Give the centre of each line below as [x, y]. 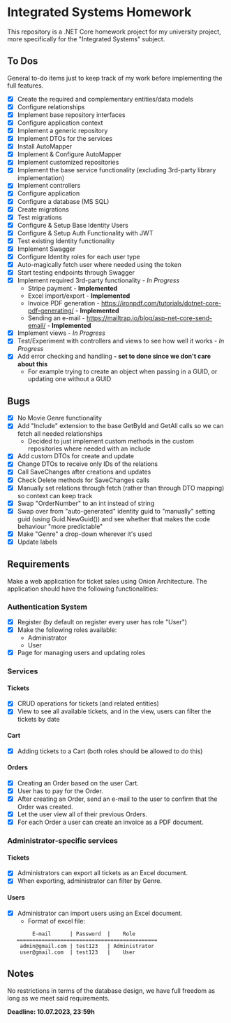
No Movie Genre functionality [60, 418]
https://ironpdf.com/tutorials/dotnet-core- [161, 303]
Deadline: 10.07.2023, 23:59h [51, 1011]
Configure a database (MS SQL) [63, 201]
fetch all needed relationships [60, 434]
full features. [25, 85]
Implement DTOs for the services [65, 139]
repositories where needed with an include [89, 448]
